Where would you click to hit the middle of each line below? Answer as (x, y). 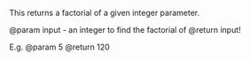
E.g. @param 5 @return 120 (60, 47)
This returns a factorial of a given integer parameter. (105, 13)
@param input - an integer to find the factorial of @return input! (125, 30)
